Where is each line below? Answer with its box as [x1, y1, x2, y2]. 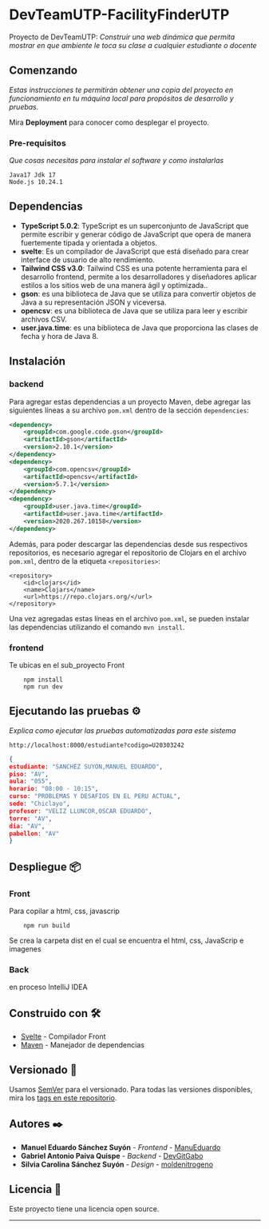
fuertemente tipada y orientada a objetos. [20, 237, 158, 247]
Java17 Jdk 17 [9, 171, 57, 179]
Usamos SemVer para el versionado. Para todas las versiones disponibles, [9, 1084, 253, 1094]
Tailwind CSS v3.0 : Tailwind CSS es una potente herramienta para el [20, 263, 247, 273]
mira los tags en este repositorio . [9, 1093, 117, 1103]
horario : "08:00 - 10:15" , [9, 785, 99, 793]
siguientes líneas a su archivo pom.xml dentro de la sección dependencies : [9, 405, 250, 415]
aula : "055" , [9, 777, 53, 785]
